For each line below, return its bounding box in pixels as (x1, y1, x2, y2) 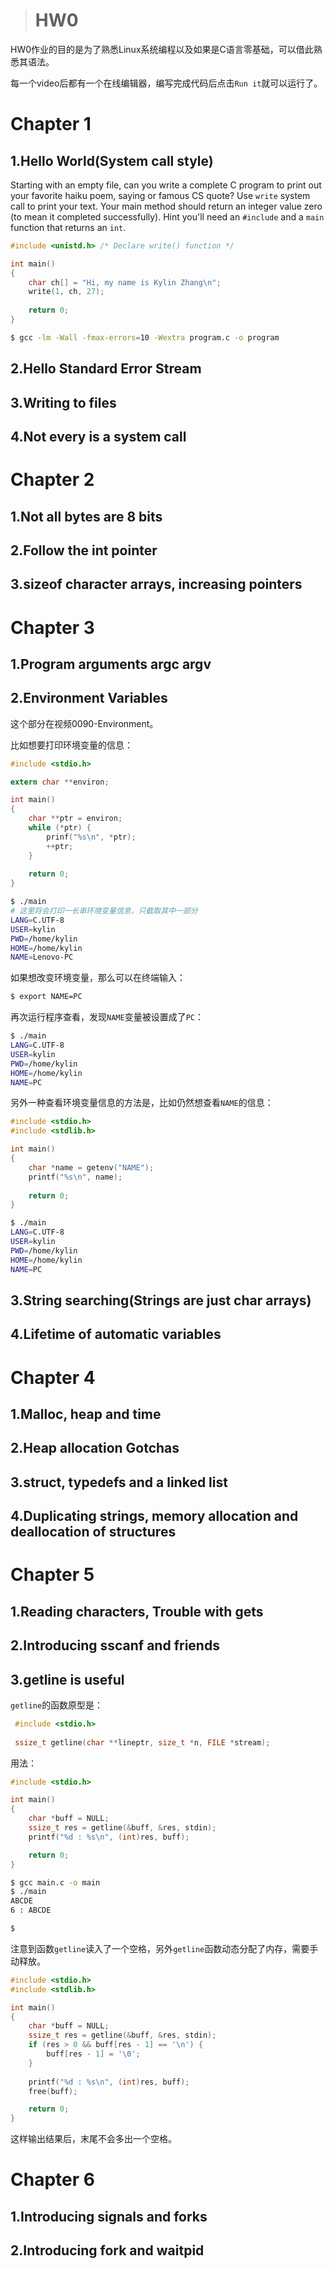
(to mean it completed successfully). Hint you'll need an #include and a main (10, 210, 325, 223)
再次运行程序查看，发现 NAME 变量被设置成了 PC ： (10, 1011, 204, 1023)
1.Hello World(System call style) (10, 152, 214, 169)
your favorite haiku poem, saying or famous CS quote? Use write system (10, 189, 311, 201)
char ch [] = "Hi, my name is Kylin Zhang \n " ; (28, 277, 222, 288)
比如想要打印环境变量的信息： (10, 739, 133, 751)
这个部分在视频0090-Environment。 (10, 717, 159, 729)
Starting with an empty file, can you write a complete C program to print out (10, 179, 322, 191)
